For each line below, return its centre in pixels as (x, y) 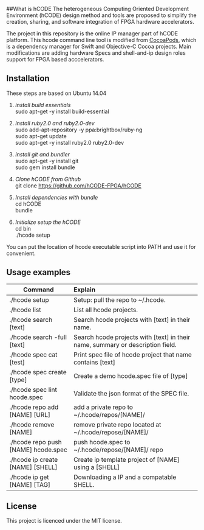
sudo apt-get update (41, 136)
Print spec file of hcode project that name (133, 354)
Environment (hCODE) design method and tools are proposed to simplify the (101, 15)
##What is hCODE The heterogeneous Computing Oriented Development (98, 9)
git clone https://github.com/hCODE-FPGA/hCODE (78, 186)
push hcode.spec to (102, 442)
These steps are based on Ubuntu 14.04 (56, 93)
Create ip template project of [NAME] (127, 459)
